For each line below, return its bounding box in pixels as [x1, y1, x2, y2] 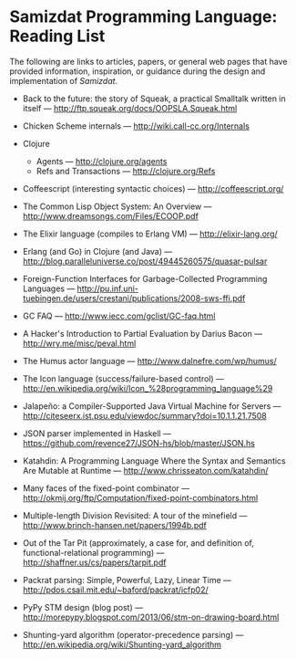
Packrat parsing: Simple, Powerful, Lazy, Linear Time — [22, 574, 232, 585]
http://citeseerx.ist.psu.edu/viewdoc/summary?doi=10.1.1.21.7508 [22, 410, 267, 421]
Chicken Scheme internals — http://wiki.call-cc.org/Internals [22, 120, 250, 131]
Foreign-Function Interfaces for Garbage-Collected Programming [22, 273, 268, 284]
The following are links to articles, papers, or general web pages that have [9, 56, 288, 67]
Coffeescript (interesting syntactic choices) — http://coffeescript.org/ [22, 183, 284, 194]
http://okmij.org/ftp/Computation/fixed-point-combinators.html [22, 492, 259, 503]
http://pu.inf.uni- [77, 283, 139, 294]
